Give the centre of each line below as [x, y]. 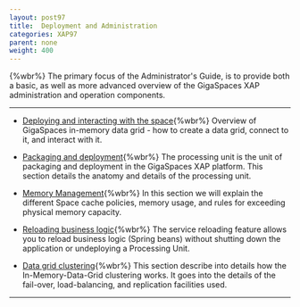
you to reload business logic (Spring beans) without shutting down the [151, 239]
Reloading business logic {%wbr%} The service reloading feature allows [154, 229]
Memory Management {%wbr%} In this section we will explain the [142, 194]
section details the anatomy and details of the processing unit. [137, 176]
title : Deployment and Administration [83, 26]
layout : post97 [37, 17]
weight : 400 [31, 51]
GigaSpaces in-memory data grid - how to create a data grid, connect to [155, 130]
